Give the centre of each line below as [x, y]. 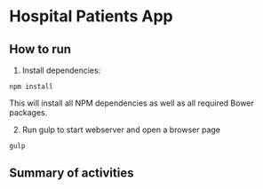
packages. [28, 112]
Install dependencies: [61, 70]
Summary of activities [72, 173]
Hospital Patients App [91, 16]
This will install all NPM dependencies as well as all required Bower [132, 103]
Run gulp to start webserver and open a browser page [121, 130]
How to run [40, 49]
